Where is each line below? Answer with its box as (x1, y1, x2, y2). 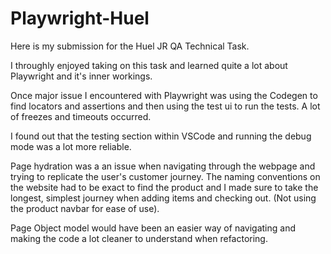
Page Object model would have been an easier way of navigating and (10, 222, 296, 234)
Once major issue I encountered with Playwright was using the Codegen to (10, 89, 318, 101)
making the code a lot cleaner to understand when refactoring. (10, 232, 268, 244)
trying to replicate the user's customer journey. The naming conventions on (10, 170, 321, 182)
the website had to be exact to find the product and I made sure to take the (10, 181, 319, 193)
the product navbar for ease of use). (10, 202, 160, 214)
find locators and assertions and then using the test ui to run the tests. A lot (10, 100, 321, 112)
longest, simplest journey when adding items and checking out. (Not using (10, 192, 317, 204)
